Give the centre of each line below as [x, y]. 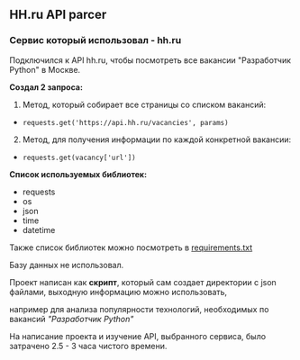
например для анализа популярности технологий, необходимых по [139, 309]
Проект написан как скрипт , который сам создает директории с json [143, 282]
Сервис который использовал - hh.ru [95, 40]
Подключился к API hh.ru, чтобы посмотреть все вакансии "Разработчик [150, 60]
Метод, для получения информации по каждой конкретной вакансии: [156, 139]
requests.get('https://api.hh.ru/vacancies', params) [125, 122]
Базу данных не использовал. [67, 265]
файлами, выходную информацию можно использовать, [118, 292]
